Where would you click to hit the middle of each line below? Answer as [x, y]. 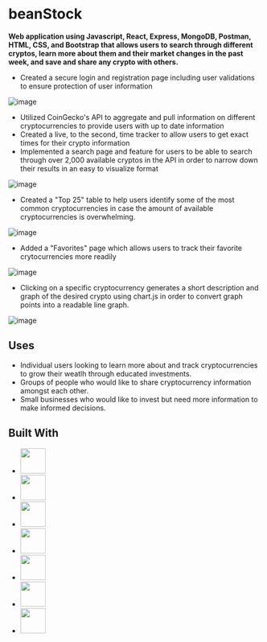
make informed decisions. [63, 408]
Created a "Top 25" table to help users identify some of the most [127, 200]
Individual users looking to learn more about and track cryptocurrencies [139, 365]
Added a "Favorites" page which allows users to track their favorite [131, 248]
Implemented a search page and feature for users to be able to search [136, 151]
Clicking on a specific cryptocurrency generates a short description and [139, 287]
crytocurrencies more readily [68, 256]
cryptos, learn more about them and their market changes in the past [126, 53]
